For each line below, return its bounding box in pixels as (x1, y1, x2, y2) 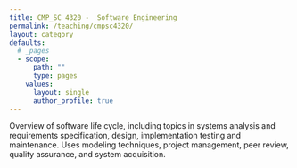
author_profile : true (32, 96, 114, 105)
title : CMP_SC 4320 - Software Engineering (9, 13, 177, 22)
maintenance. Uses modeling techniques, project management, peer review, (9, 139, 290, 150)
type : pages (32, 71, 78, 80)
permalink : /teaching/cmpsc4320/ (9, 21, 134, 30)
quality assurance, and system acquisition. (9, 149, 167, 160)
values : (25, 80, 54, 88)
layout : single (32, 88, 90, 97)
